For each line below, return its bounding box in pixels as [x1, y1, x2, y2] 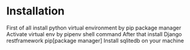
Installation [6, 4, 65, 18]
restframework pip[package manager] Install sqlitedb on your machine [6, 37, 184, 44]
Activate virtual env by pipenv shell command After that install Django [6, 30, 182, 37]
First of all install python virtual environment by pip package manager [6, 24, 181, 31]
